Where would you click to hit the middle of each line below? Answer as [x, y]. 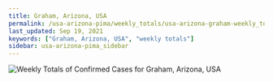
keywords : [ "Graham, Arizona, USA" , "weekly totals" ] [102, 39]
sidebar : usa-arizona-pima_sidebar [69, 46]
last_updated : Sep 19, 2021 [56, 31]
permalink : [27, 24]
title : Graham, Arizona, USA [58, 16]
